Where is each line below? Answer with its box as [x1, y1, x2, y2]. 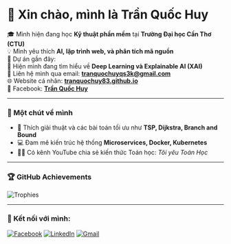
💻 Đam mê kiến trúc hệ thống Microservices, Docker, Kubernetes [16, 138, 208, 147]
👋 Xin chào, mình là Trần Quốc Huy [7, 7, 209, 23]
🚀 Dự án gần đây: [7, 55, 56, 63]
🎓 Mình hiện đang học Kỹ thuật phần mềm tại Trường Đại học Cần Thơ [7, 29, 212, 38]
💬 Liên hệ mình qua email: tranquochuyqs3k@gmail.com [7, 69, 171, 77]
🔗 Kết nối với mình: [7, 214, 71, 223]
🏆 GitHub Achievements [7, 172, 91, 182]
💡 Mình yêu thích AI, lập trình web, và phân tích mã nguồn [7, 47, 174, 55]
